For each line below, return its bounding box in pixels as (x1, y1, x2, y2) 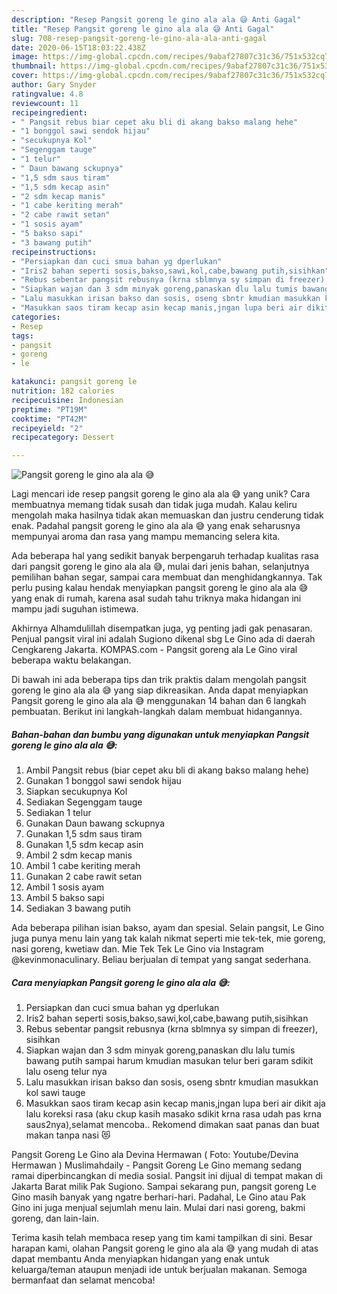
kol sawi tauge (25, 1087, 86, 1099)
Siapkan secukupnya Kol (25, 786, 128, 798)
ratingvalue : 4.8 (11, 89, 84, 99)
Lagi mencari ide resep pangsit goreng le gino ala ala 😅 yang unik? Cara (11, 488, 311, 500)
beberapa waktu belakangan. (11, 654, 132, 666)
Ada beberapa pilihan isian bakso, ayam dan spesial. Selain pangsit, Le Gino (11, 922, 325, 934)
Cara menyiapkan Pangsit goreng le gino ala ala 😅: (11, 976, 231, 988)
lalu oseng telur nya (25, 1066, 108, 1078)
